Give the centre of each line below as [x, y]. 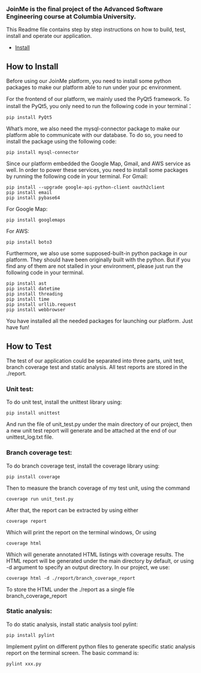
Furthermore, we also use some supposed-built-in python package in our [97, 254]
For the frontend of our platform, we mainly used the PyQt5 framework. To [98, 99]
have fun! [18, 327]
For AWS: [18, 231]
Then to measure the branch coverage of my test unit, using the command [98, 488]
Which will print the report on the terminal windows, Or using [81, 532]
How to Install [32, 66]
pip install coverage [33, 477]
